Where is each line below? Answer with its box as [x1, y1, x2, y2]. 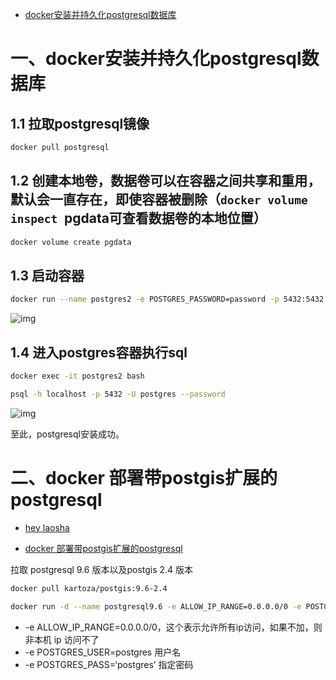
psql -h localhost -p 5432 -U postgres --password [10, 389, 226, 399]
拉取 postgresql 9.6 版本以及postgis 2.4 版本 [10, 563, 194, 575]
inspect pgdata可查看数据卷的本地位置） [10, 210, 267, 227]
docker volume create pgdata [10, 237, 132, 247]
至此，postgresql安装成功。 [10, 428, 125, 440]
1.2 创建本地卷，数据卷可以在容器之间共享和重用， [10, 173, 322, 190]
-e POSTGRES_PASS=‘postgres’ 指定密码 [24, 658, 194, 670]
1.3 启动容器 [10, 267, 85, 284]
